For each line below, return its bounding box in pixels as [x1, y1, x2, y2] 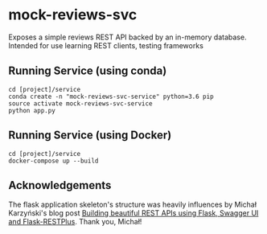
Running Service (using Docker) [8, 129, 172, 142]
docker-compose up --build [8, 157, 99, 165]
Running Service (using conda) [8, 64, 167, 78]
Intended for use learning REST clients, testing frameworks [8, 40, 203, 50]
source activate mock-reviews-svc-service [8, 99, 153, 108]
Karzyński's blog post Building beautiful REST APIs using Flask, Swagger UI [8, 208, 259, 218]
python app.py [8, 106, 56, 114]
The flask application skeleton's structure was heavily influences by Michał [8, 199, 257, 210]
